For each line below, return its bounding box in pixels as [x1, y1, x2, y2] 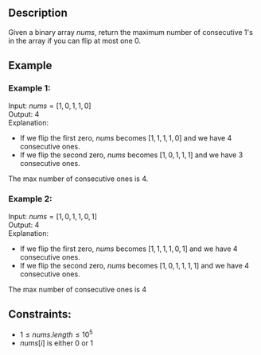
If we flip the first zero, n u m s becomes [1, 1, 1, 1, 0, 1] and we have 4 [19, 244, 238, 253]
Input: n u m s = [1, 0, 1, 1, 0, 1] [8, 211, 98, 221]
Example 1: [8, 83, 51, 94]
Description [8, 6, 68, 20]
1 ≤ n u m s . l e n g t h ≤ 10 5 [19, 329, 93, 340]
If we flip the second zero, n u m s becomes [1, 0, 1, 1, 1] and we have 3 [19, 150, 243, 160]
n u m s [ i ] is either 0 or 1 [19, 338, 94, 348]
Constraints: [8, 307, 72, 321]
